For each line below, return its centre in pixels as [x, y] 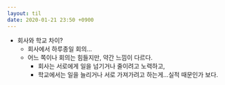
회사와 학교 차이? [40, 40]
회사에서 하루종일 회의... [60, 49]
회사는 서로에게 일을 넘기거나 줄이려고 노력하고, [101, 66]
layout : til [24, 13]
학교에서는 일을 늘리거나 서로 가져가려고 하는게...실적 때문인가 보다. [128, 74]
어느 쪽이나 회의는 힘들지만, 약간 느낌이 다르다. [90, 57]
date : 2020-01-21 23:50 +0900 [51, 20]
